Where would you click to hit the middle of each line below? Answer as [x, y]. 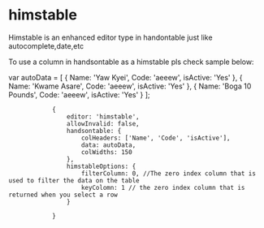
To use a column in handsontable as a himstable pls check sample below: [131, 62]
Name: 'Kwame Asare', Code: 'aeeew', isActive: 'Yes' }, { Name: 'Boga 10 [130, 86]
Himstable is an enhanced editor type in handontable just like [110, 37]
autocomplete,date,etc [46, 45]
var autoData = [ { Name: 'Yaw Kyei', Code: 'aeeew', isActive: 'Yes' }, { [126, 77]
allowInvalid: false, [103, 123]
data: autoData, [108, 145]
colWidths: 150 [106, 152]
